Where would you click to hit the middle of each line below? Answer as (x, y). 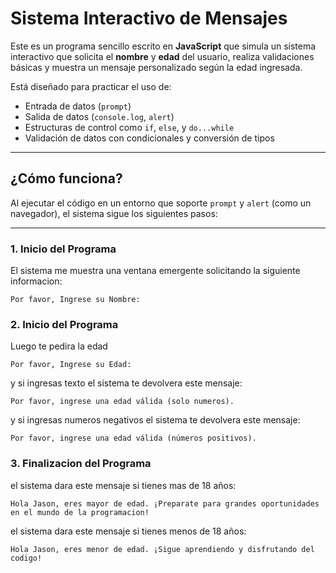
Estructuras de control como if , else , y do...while (129, 127)
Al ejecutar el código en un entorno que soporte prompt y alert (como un (161, 203)
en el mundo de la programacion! (80, 512)
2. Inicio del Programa (64, 324)
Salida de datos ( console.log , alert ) (99, 116)
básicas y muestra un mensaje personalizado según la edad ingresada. (156, 67)
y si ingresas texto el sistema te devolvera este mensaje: (126, 383)
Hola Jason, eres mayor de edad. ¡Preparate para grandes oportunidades (165, 503)
